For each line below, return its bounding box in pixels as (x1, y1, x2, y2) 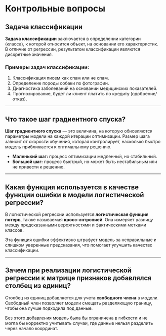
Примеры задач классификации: (5, 64, 89, 71)
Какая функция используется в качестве (5, 183, 139, 191)
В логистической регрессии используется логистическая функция (5, 211, 149, 217)
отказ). (12, 96, 27, 102)
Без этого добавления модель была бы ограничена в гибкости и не (5, 315, 148, 321)
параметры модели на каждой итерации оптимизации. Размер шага (5, 133, 150, 139)
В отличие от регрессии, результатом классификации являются (5, 46, 141, 52)
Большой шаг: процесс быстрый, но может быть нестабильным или (12, 159, 157, 165)
